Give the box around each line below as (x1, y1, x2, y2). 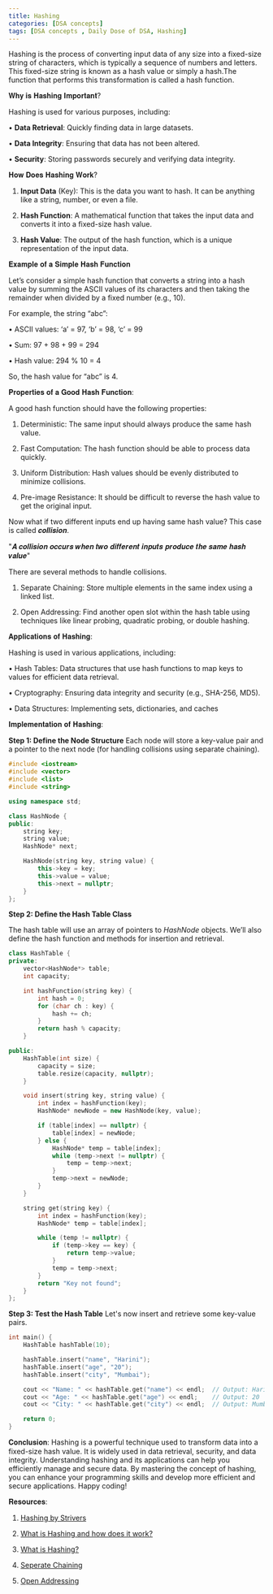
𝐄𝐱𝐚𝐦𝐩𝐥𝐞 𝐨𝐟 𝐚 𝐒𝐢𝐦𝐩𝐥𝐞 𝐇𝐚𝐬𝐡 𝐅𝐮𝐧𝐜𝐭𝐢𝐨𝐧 (8, 259, 131, 269)
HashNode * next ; (23, 842, 79, 851)
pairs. (8, 1318, 28, 1328)
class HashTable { (8, 950, 71, 958)
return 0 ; (23, 1415, 57, 1423)
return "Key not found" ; (37, 1279, 122, 1288)
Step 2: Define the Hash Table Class (8, 909, 132, 919)
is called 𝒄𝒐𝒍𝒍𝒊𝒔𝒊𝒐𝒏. (8, 526, 69, 535)
